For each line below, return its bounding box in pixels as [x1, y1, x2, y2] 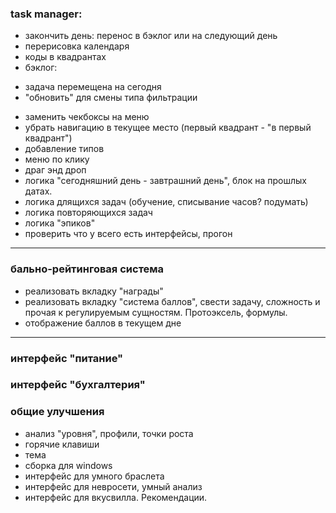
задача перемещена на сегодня [24, 81, 162, 93]
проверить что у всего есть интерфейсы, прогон [24, 228, 233, 240]
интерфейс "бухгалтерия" [10, 378, 146, 392]
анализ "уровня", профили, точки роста [24, 427, 194, 439]
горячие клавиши [24, 438, 100, 450]
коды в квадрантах [24, 51, 107, 63]
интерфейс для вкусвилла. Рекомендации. [24, 491, 208, 503]
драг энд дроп [24, 164, 87, 176]
